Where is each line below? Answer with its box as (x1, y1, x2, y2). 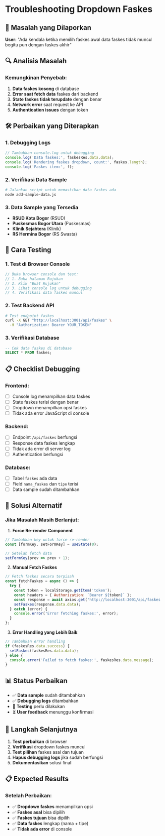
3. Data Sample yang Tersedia (5, 204, 79, 211)
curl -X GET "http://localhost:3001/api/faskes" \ (5, 318, 112, 323)
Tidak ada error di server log (12, 446, 71, 452)
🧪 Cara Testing (5, 245, 52, 254)
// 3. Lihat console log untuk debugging (5, 285, 92, 291)
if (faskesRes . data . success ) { (5, 643, 70, 648)
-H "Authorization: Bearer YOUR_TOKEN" (9, 323, 92, 328)
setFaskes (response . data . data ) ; (14, 601, 81, 607)
